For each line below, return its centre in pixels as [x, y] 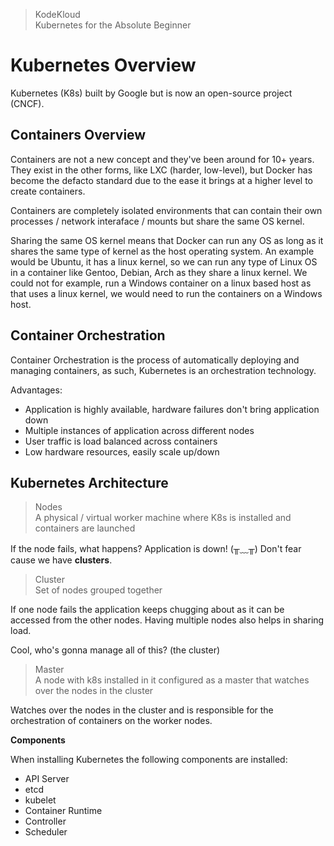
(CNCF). [27, 103]
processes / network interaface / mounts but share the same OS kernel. [157, 221]
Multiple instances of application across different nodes [139, 430]
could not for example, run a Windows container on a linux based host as [161, 283]
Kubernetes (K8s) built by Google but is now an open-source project [151, 93]
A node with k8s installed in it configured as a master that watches [172, 680]
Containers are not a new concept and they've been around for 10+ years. [162, 159]
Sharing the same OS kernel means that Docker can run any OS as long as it [167, 240]
